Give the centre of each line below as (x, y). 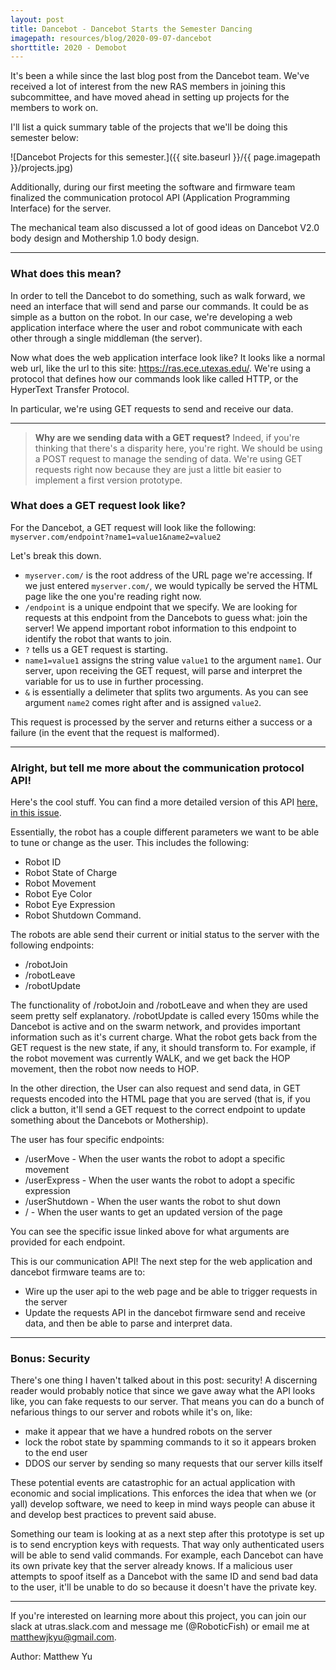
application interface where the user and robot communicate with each (156, 327)
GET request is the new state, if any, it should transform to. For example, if (163, 1048)
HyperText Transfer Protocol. (70, 389)
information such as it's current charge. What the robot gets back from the (164, 1037)
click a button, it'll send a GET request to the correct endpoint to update (158, 1110)
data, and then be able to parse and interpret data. (128, 1323)
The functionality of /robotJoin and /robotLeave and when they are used (159, 1005)
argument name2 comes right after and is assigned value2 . (143, 702)
